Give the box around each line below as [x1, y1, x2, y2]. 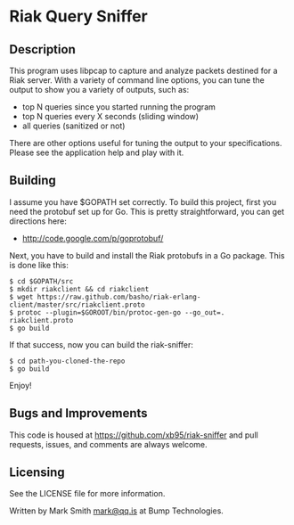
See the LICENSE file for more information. [9, 488, 166, 499]
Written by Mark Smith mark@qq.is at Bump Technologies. [9, 505, 225, 516]
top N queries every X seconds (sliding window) [21, 111, 199, 121]
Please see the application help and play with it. [9, 147, 184, 158]
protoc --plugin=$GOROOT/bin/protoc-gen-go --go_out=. [17, 308, 225, 317]
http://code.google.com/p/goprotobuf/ [21, 233, 164, 243]
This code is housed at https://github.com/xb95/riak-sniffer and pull [9, 430, 258, 440]
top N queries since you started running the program [21, 102, 216, 112]
